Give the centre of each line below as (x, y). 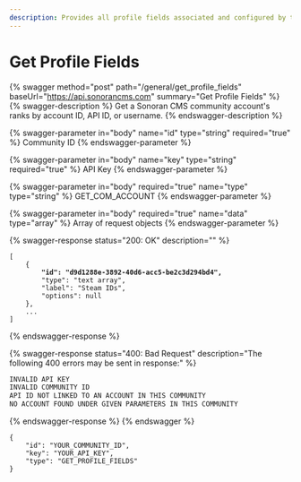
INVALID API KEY (39, 379)
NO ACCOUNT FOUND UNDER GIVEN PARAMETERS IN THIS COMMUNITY (124, 404)
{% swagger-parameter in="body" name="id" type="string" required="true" (150, 133)
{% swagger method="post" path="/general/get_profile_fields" (125, 87)
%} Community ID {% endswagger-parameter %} (100, 142)
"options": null (72, 296)
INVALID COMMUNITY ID (50, 387)
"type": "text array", (84, 280)
